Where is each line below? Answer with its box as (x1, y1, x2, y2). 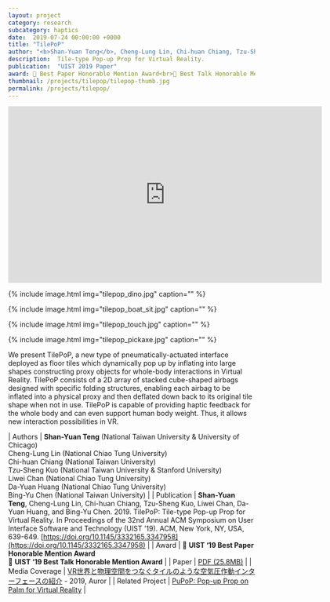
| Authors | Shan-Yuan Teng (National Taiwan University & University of (8, 432, 240, 442)
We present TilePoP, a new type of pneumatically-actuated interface (8, 350, 229, 359)
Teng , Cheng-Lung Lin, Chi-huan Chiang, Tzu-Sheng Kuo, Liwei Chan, (8, 499, 235, 509)
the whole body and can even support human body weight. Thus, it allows (8, 409, 247, 418)
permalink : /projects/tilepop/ (8, 84, 111, 93)
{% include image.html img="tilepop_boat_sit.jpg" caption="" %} (8, 305, 217, 314)
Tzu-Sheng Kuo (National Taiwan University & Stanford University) (8, 465, 222, 475)
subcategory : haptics (8, 26, 79, 34)
